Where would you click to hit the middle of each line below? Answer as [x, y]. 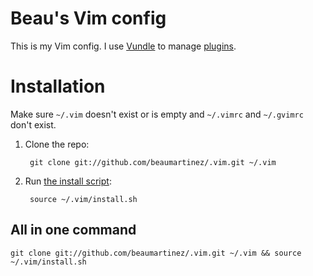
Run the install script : [68, 181]
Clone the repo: [57, 144]
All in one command [73, 230]
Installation [58, 86]
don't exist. [33, 124]
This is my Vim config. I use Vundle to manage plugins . [123, 46]
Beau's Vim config [88, 18]
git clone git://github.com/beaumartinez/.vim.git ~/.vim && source [156, 253]
